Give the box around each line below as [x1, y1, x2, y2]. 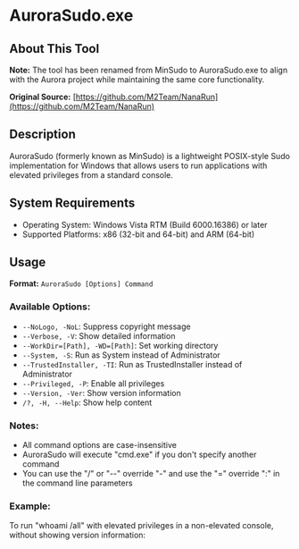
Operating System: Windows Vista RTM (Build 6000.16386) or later [21, 219, 268, 230]
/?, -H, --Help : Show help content [21, 397, 153, 408]
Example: [9, 500, 51, 512]
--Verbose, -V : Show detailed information [21, 330, 176, 341]
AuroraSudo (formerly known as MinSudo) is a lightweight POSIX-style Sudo [9, 150, 290, 161]
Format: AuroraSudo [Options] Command [9, 278, 154, 289]
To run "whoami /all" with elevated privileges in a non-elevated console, [9, 520, 274, 531]
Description [9, 127, 76, 142]
